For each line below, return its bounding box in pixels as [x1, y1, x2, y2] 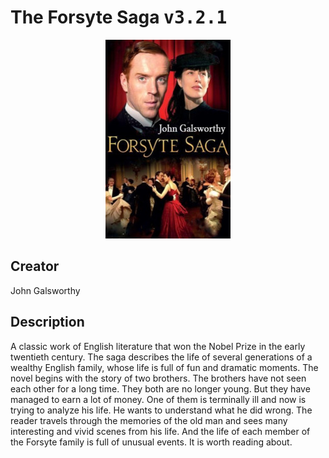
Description [10, 314, 85, 331]
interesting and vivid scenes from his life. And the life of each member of [10, 425, 311, 437]
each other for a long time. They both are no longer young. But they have [10, 382, 311, 395]
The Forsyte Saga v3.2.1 [10, 6, 228, 29]
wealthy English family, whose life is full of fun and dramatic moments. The [10, 361, 319, 373]
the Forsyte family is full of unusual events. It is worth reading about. [10, 436, 293, 448]
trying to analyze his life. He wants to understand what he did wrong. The [10, 404, 313, 416]
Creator [10, 258, 60, 275]
